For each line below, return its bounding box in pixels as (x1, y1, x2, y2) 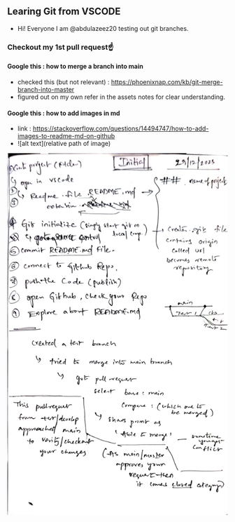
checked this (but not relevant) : (17, 77, 110, 86)
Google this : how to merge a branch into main (7, 62, 143, 71)
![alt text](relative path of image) (17, 140, 111, 148)
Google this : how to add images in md (7, 109, 120, 117)
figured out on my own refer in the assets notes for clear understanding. (17, 93, 226, 101)
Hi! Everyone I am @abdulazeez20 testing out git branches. (17, 24, 189, 32)
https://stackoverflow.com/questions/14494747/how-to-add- (32, 124, 209, 133)
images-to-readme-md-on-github (17, 132, 115, 140)
